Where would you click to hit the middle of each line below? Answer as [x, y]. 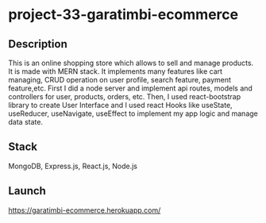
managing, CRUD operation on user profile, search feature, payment [120, 80]
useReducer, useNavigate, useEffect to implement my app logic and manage [133, 113]
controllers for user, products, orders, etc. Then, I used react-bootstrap [124, 96]
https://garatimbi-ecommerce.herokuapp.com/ [85, 210]
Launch [27, 191]
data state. [26, 122]
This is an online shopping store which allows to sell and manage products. [131, 63]
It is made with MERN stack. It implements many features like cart [116, 71]
